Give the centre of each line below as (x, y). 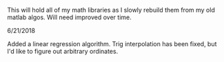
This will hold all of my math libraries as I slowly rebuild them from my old (111, 10)
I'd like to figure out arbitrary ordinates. (63, 51)
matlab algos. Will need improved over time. (70, 17)
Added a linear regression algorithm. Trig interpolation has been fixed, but (112, 44)
